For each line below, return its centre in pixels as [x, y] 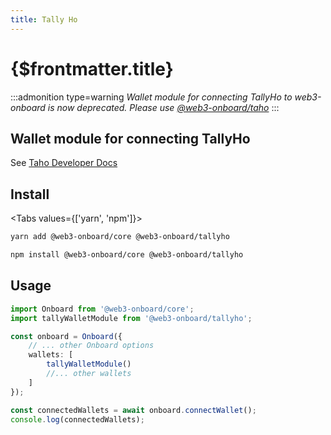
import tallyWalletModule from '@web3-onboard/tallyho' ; [131, 318]
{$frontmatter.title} [92, 68]
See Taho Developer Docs [64, 163]
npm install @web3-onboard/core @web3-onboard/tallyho [127, 255]
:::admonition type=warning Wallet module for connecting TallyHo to [151, 97]
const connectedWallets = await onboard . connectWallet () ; [133, 410]
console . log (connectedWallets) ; [77, 419]
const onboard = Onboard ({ [66, 336]
